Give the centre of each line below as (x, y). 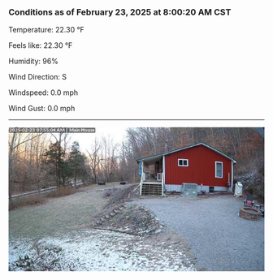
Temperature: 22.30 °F (47, 30)
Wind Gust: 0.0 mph (42, 109)
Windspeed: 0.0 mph (43, 93)
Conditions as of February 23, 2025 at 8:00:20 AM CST (120, 12)
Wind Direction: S (38, 77)
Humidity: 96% (34, 61)
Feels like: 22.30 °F (41, 45)
